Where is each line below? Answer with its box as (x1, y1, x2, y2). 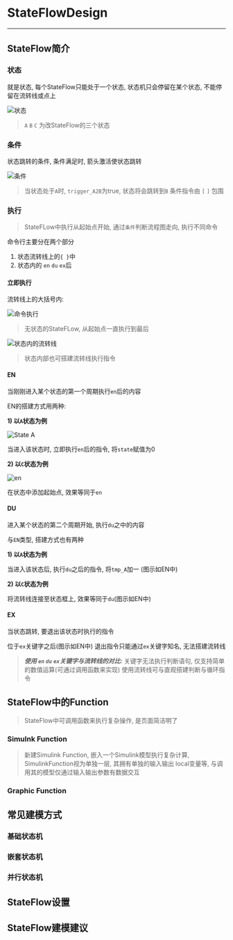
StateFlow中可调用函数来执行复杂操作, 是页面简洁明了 (24, 716, 178, 724)
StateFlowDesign (7, 5, 108, 21)
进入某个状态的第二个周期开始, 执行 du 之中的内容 (7, 520, 145, 529)
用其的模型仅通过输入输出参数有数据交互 (24, 768, 140, 776)
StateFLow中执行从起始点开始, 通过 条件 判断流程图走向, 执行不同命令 (24, 223, 218, 231)
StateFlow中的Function (7, 696, 109, 708)
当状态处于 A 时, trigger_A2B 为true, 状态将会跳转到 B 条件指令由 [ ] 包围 (24, 186, 224, 195)
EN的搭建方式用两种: (7, 401, 66, 410)
